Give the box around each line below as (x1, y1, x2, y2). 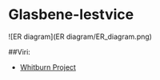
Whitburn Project (19, 62, 76, 72)
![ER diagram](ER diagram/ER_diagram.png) (8, 32, 152, 41)
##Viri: (8, 47, 30, 56)
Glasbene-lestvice (8, 6, 134, 24)
